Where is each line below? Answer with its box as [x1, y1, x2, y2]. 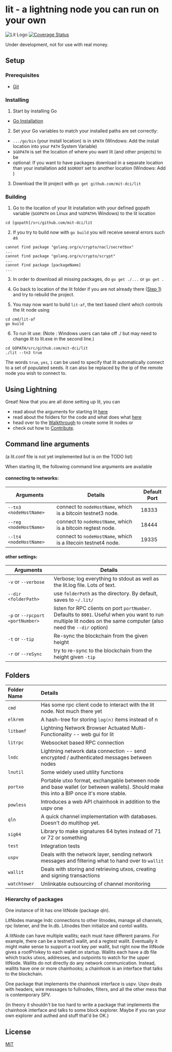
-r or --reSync [8, 651, 42, 658]
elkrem [8, 717, 24, 722]
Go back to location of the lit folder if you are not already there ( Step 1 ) [12, 286, 162, 292]
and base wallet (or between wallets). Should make [40, 783, 164, 791]
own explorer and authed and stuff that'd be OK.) [5, 1012, 109, 1019]
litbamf [8, 728, 27, 734]
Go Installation [12, 118, 44, 124]
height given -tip [53, 654, 96, 661]
